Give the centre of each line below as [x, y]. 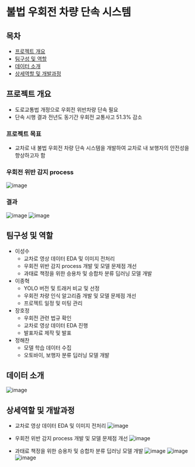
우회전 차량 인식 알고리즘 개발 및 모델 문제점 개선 [80, 295]
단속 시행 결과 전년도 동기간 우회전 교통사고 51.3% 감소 [78, 117]
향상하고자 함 [30, 156]
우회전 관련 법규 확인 [48, 318]
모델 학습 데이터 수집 [48, 348]
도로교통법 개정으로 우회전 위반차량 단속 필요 [67, 109]
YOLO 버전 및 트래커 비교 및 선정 [62, 288]
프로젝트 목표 [24, 134]
